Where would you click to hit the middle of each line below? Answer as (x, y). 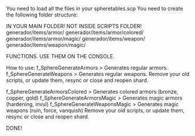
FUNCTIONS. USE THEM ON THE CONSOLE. (60, 56)
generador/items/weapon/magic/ (46, 45)
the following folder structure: (42, 15)
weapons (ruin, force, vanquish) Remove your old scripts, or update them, (95, 110)
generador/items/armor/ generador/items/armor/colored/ (75, 32)
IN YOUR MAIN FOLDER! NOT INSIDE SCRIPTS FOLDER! (74, 26)
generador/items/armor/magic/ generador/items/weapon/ (76, 39)
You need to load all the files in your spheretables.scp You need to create (95, 9)
